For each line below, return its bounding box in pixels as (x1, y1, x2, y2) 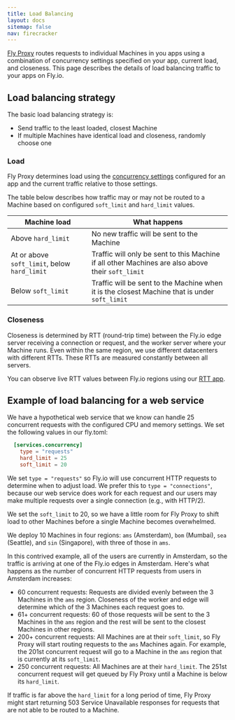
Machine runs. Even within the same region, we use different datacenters (7, 346, 218, 354)
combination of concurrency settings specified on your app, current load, (7, 57, 219, 65)
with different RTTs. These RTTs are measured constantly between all (7, 353, 208, 362)
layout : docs (7, 17, 45, 24)
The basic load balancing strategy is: (7, 110, 114, 119)
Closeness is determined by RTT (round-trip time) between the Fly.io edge (7, 331, 222, 339)
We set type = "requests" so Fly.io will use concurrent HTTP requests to (7, 474, 217, 482)
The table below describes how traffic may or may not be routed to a (7, 193, 205, 202)
